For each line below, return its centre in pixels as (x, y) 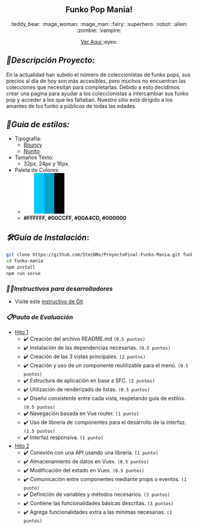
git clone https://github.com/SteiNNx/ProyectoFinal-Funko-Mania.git (93, 255)
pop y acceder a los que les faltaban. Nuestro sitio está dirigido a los (89, 99)
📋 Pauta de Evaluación (40, 317)
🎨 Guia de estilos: (38, 124)
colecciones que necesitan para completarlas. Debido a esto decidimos (93, 87)
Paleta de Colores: (37, 170)
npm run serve (24, 273)
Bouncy (33, 145)
